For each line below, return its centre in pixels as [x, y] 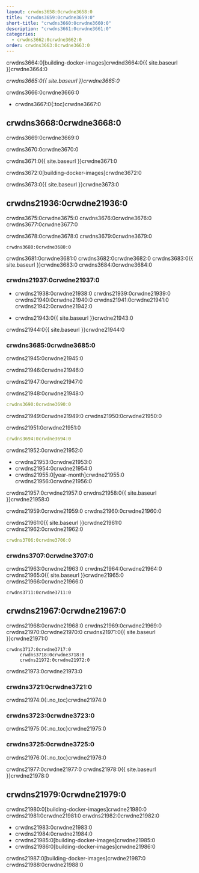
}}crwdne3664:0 [27, 69]
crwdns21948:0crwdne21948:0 [45, 393]
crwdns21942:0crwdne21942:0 [54, 306]
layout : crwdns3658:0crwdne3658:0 [50, 12]
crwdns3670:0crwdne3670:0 [42, 149]
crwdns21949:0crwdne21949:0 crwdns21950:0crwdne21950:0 [84, 416]
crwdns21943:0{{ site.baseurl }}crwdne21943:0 [74, 318]
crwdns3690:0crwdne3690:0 [38, 405]
